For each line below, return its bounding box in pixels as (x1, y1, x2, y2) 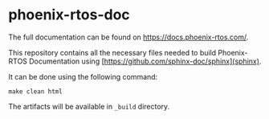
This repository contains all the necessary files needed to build (8, 47, 217, 57)
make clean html (8, 87, 63, 96)
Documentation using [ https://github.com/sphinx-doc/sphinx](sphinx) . (29, 56, 262, 66)
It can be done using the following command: (8, 72, 158, 81)
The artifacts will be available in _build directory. (8, 101, 170, 111)
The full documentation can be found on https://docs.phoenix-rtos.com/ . (8, 32, 249, 42)
